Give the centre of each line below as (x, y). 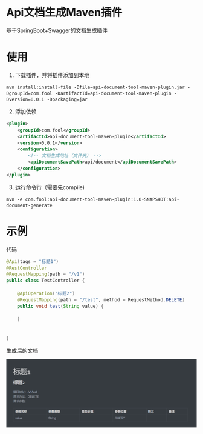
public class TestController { (46, 281)
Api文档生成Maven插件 (64, 12)
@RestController (27, 268)
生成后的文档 (22, 351)
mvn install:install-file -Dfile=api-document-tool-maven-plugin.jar (96, 87)
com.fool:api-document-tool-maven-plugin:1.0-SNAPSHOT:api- (102, 199)
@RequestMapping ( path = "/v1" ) (46, 274)
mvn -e (14, 199)
